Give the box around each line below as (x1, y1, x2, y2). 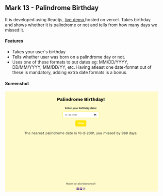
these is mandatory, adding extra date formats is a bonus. (12, 70, 128, 75)
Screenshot (5, 80, 29, 86)
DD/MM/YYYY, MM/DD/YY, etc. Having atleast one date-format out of (12, 64, 152, 70)
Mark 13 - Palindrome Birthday (5, 4, 99, 12)
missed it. (5, 27, 25, 33)
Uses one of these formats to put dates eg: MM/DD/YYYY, (12, 59, 129, 65)
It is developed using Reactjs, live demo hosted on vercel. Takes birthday (5, 16, 151, 22)
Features (5, 38, 23, 44)
